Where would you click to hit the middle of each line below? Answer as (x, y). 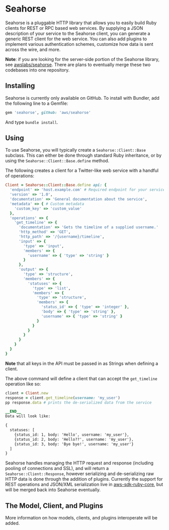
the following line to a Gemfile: (37, 103)
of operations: (20, 176)
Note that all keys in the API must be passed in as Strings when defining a (82, 363)
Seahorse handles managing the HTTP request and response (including (79, 463)
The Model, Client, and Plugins (54, 506)
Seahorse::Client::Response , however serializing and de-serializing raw (80, 474)
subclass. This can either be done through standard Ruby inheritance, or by (83, 155)
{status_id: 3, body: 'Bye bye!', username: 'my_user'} (74, 444)
